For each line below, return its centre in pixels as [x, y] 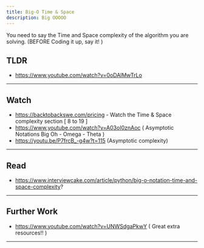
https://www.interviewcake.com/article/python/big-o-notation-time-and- [106, 180]
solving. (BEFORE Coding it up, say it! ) [55, 41]
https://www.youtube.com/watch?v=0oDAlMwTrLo [79, 75]
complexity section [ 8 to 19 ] [51, 121]
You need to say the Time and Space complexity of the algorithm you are [97, 35]
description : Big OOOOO [36, 18]
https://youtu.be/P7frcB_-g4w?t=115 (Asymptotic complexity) [91, 141]
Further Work [32, 212]
